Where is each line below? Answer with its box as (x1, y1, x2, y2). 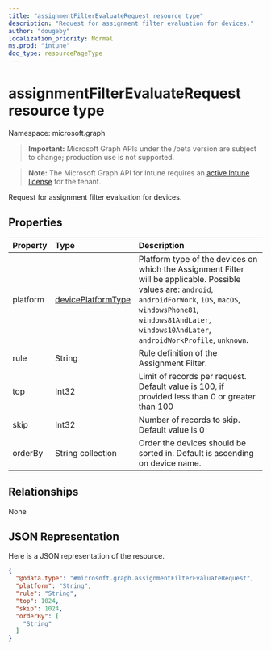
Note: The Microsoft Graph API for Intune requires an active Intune (27, 167, 250, 178)
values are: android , (138, 284, 214, 295)
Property (12, 239, 48, 251)
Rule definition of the (138, 347, 218, 358)
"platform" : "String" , (15, 582, 92, 590)
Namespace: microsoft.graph (8, 128, 106, 137)
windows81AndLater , (138, 314, 211, 325)
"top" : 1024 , (15, 597, 60, 605)
